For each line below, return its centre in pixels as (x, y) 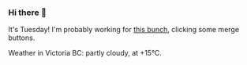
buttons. (22, 38)
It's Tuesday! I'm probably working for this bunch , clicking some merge (123, 30)
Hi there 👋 (28, 13)
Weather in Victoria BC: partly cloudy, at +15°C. (85, 53)
